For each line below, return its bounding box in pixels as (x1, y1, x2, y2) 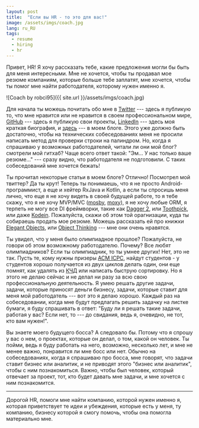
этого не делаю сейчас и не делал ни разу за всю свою (6, 273, 147, 280)
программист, (6, 186, 42, 193)
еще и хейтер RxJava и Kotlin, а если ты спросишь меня (47, 186, 188, 193)
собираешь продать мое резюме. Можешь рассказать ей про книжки (6, 218, 185, 225)
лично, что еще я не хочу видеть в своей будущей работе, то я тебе (6, 192, 178, 199)
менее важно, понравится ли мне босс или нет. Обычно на (6, 347, 156, 354)
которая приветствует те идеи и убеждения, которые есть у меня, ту (6, 403, 182, 410)
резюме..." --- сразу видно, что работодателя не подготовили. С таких (6, 155, 185, 163)
